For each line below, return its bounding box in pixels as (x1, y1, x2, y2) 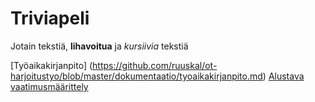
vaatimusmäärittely (10, 80, 89, 92)
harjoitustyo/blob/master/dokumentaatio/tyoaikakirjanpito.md (10, 70, 263, 82)
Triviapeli (10, 7, 90, 30)
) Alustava (262, 70, 305, 82)
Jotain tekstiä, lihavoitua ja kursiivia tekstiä (10, 40, 189, 52)
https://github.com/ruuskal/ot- (92, 59, 218, 71)
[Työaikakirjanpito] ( (10, 59, 93, 71)
